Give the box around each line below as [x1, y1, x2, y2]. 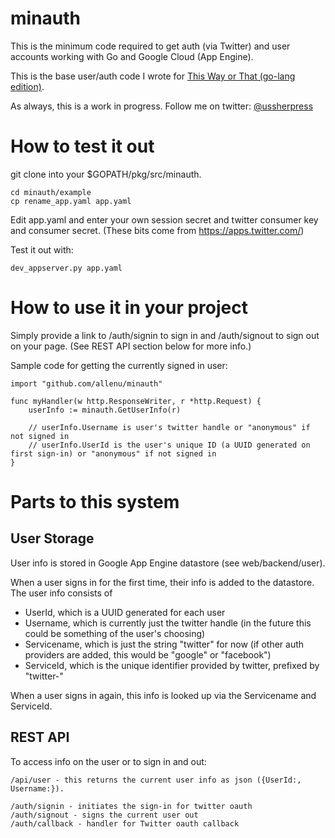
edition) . [10, 80, 45, 92]
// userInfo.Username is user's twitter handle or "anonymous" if [28, 422, 311, 432]
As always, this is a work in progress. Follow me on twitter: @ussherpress [10, 100, 314, 112]
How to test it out [10, 135, 155, 158]
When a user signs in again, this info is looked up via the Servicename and [10, 689, 317, 701]
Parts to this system [10, 491, 180, 513]
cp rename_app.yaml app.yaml [10, 196, 132, 206]
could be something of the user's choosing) [24, 627, 206, 639]
